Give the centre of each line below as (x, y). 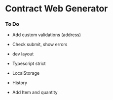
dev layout (23, 54)
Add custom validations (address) (47, 35)
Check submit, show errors (40, 45)
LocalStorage (26, 73)
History (20, 83)
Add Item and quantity (35, 93)
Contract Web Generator (56, 9)
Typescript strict (29, 64)
